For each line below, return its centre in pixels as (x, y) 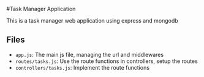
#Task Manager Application (41, 9)
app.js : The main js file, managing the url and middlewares (89, 54)
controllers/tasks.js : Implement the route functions (82, 67)
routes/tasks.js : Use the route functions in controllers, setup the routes (106, 61)
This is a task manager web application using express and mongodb (93, 20)
